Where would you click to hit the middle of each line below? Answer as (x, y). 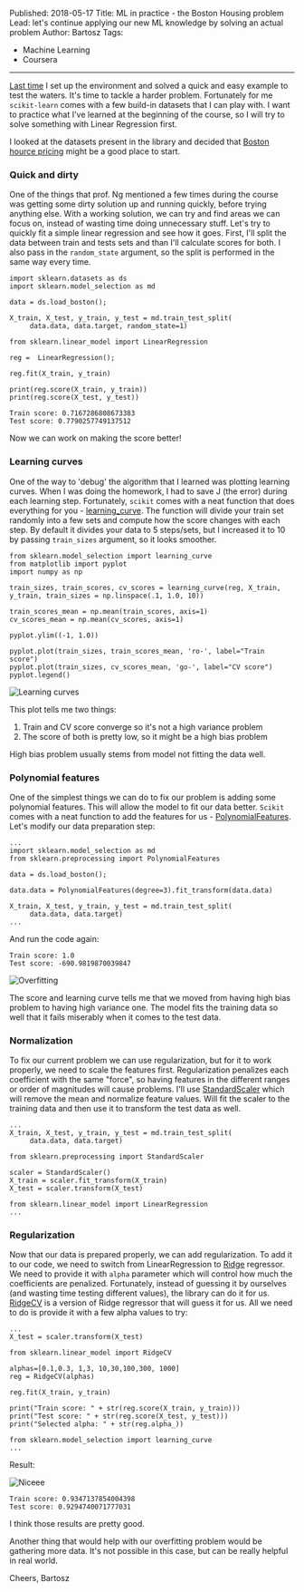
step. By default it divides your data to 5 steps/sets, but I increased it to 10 (147, 529)
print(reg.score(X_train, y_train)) (78, 390)
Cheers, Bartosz (39, 1578)
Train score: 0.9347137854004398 (72, 1500)
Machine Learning (56, 50)
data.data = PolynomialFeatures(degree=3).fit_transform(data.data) (141, 890)
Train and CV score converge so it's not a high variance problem (142, 727)
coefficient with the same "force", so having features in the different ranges (150, 1080)
